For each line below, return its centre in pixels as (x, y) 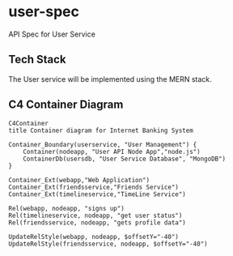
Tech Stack (37, 60)
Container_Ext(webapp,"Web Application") (79, 180)
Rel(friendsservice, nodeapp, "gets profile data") (97, 222)
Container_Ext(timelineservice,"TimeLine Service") (97, 194)
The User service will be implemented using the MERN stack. (110, 79)
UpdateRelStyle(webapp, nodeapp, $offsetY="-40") (94, 237)
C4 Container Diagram (66, 105)
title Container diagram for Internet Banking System (101, 130)
